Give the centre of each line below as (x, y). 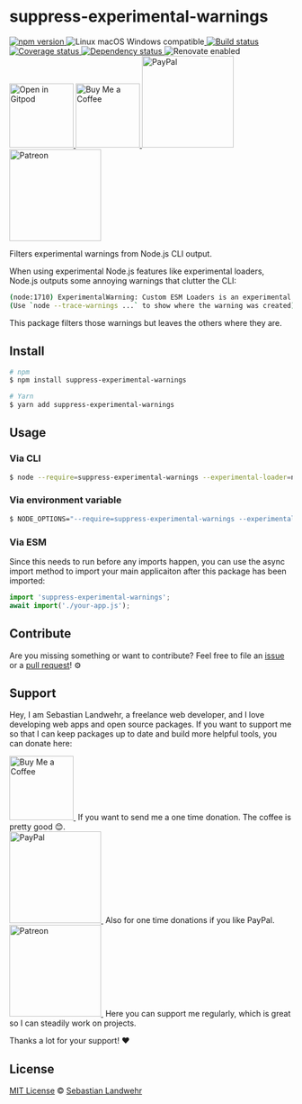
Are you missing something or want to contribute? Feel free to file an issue (147, 656)
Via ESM (28, 542)
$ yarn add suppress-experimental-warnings (92, 405)
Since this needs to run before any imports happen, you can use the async (147, 562)
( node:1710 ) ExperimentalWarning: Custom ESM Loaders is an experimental (151, 297)
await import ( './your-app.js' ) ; (70, 605)
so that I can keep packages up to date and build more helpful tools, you (143, 734)
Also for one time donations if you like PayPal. (190, 920)
